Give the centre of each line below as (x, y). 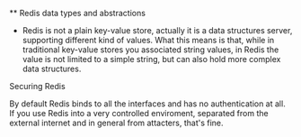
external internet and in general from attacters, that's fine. (116, 123)
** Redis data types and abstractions (78, 13)
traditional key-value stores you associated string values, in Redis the (150, 50)
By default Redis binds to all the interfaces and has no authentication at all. (147, 104)
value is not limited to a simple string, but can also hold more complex (151, 59)
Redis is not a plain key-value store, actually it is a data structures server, (157, 30)
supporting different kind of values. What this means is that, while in (148, 40)
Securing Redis (37, 86)
